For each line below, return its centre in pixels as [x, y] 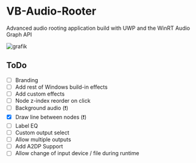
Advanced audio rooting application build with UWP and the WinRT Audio [98, 28]
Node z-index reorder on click [53, 100]
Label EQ [26, 126]
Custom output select [42, 133]
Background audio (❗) [42, 108]
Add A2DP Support [39, 147]
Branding [26, 80]
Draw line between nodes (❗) [51, 117]
